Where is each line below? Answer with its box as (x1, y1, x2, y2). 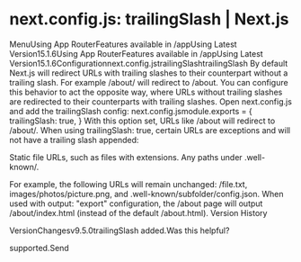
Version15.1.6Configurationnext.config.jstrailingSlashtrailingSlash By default (9, 58, 288, 68)
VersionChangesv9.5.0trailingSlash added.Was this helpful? (9, 225, 230, 236)
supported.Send (9, 242, 69, 253)
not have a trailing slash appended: (9, 134, 139, 145)
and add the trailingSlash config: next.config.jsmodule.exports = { (9, 105, 253, 116)
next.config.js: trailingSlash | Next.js (9, 9, 289, 30)
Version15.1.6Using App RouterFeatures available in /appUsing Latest (9, 48, 263, 59)
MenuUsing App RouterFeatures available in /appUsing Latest (9, 39, 237, 50)
